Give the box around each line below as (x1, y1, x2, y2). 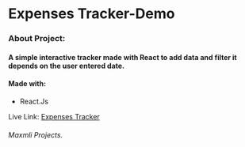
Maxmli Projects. (8, 130, 63, 139)
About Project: (8, 33, 66, 44)
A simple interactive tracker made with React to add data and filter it (8, 52, 237, 62)
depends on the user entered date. (8, 61, 125, 70)
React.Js (19, 96, 49, 106)
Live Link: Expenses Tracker (8, 111, 101, 121)
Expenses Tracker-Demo (8, 5, 175, 23)
